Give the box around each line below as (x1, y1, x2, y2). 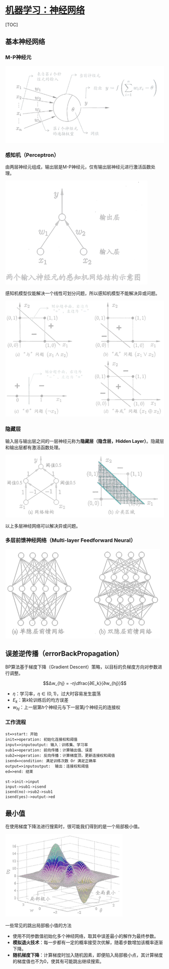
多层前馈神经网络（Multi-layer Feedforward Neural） (5, 537, 136, 544)
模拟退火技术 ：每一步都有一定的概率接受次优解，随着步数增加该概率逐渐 (12, 939, 163, 946)
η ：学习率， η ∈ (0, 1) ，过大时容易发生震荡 (12, 691, 101, 697)
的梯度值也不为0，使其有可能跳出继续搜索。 (12, 958, 104, 964)
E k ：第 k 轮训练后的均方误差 (12, 697, 69, 704)
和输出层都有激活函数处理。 (5, 444, 63, 450)
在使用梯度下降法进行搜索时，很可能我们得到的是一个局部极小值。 (5, 823, 142, 830)
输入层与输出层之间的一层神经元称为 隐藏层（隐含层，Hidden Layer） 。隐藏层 (5, 438, 164, 444)
